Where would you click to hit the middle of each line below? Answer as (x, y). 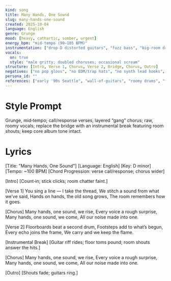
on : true (19, 57)
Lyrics (19, 151)
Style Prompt (34, 106)
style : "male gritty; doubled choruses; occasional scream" (75, 62)
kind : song (17, 10)
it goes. (13, 202)
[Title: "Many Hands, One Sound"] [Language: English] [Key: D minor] (78, 165)
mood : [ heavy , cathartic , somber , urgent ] (51, 39)
